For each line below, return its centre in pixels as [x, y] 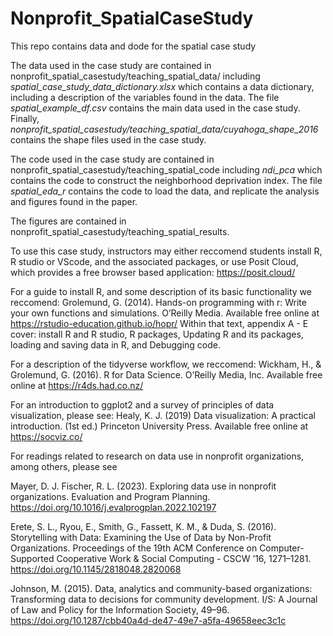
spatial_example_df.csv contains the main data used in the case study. [155, 108]
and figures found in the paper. [74, 201]
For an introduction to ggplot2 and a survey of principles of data [142, 404]
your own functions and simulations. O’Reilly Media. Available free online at [165, 313]
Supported [32, 558]
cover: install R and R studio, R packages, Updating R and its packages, [157, 334]
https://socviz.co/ [46, 436]
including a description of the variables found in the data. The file [145, 97]
